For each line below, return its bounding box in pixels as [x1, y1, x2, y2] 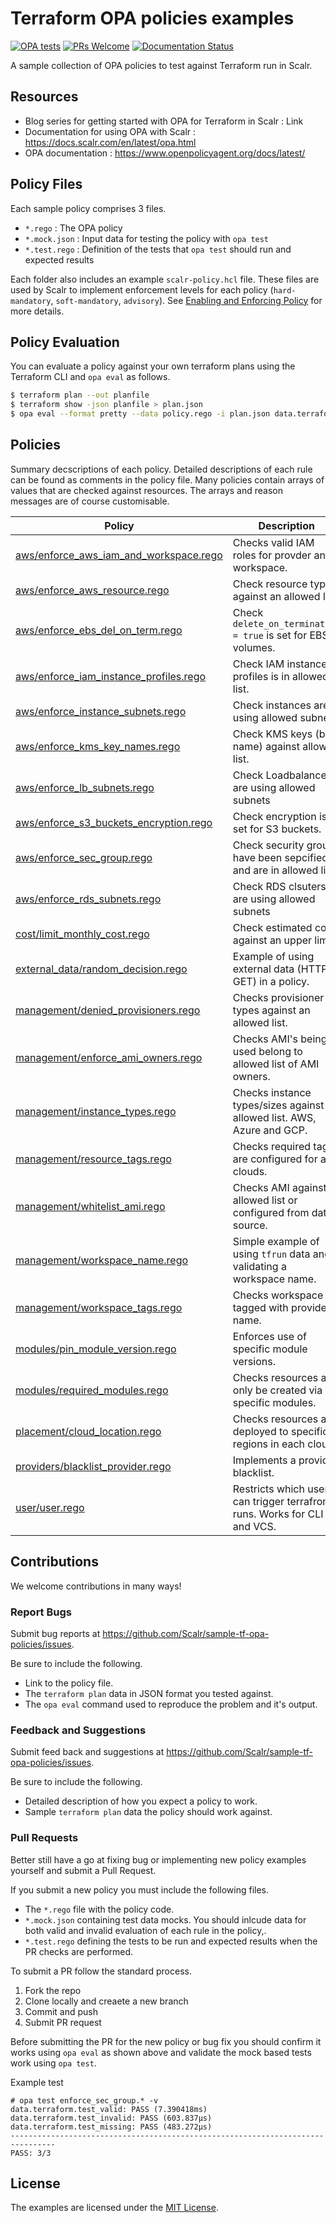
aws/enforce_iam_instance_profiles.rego [15, 669, 207, 683]
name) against [232, 739, 300, 753]
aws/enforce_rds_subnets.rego [15, 892, 162, 906]
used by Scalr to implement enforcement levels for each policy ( [10, 283, 274, 296]
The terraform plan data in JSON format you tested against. [24, 1687, 274, 1699]
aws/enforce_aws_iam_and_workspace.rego [15, 548, 223, 562]
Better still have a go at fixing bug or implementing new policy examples [10, 1853, 307, 1866]
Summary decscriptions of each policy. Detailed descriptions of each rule [10, 463, 313, 475]
